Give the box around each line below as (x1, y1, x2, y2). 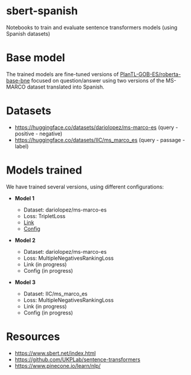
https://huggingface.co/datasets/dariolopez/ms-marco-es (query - (14, 124, 179, 131)
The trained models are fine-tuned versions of (6, 70, 119, 78)
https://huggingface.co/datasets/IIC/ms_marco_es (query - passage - (14, 136, 185, 143)
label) (14, 143, 29, 150)
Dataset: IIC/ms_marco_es (23, 290, 88, 297)
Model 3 (14, 278, 36, 286)
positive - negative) (14, 130, 63, 137)
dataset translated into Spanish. (27, 83, 105, 90)
